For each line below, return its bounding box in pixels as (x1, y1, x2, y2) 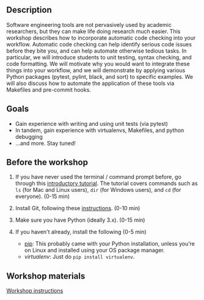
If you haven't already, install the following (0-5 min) (15, 229, 147, 236)
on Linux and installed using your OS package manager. (24, 247, 165, 254)
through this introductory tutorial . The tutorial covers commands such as (15, 180, 198, 187)
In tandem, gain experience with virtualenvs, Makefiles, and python (15, 126, 184, 134)
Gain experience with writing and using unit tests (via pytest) (15, 120, 168, 127)
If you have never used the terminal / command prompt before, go (15, 174, 182, 181)
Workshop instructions (6, 287, 64, 295)
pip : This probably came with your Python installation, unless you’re (24, 240, 195, 247)
